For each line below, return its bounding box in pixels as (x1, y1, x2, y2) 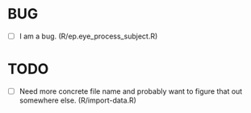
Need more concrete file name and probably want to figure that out (19, 86, 243, 96)
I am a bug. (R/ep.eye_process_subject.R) (19, 31, 158, 41)
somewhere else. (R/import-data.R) (19, 95, 136, 105)
